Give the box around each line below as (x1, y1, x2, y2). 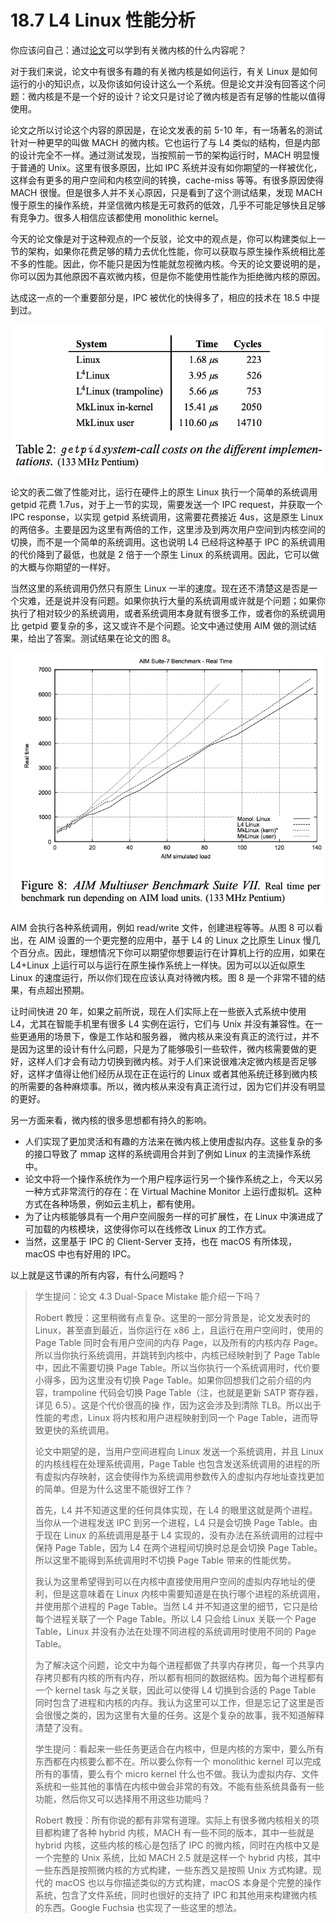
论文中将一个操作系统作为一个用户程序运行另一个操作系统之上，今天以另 (24, 1172, 323, 1185)
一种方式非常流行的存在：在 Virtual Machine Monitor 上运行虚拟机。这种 (24, 1185, 322, 1197)
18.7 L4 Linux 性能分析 (10, 9, 196, 32)
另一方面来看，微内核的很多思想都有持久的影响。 (10, 1114, 212, 1126)
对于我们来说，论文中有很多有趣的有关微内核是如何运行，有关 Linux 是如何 (10, 65, 318, 77)
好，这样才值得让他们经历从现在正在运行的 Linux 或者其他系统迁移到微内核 (10, 1067, 318, 1080)
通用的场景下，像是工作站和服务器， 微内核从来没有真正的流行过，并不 (27, 1030, 320, 1042)
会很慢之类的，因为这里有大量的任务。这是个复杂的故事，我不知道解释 (34, 1709, 325, 1721)
